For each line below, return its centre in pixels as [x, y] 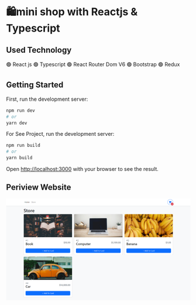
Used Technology [39, 50]
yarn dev [17, 123]
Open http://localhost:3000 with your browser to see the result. [82, 169]
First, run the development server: [47, 99]
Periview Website [39, 188]
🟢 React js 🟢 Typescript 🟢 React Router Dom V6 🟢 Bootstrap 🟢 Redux [93, 64]
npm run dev [20, 110]
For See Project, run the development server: [60, 134]
